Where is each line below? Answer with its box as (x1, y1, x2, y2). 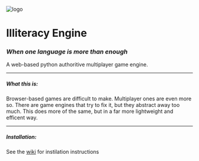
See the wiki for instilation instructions (6, 149, 99, 156)
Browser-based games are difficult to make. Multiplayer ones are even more (6, 95, 192, 102)
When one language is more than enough (6, 48, 128, 56)
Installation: (6, 134, 37, 141)
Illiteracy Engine (6, 27, 87, 40)
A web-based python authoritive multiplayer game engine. (6, 61, 148, 68)
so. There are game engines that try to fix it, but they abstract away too (6, 102, 180, 109)
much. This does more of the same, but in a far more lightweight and (6, 108, 174, 115)
